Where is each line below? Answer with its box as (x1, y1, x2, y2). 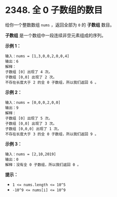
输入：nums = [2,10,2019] (5, 151, 56, 156)
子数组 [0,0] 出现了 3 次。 (5, 121, 57, 126)
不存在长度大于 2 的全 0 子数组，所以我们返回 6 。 (5, 80, 99, 85)
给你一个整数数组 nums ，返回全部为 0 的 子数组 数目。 (5, 22, 115, 28)
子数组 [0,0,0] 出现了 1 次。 (5, 126, 62, 131)
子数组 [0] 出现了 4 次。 (5, 69, 53, 74)
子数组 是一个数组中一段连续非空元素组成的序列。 (5, 32, 106, 38)
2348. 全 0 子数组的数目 (5, 4, 103, 16)
